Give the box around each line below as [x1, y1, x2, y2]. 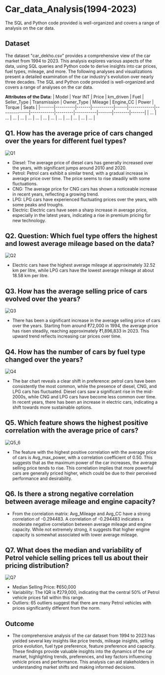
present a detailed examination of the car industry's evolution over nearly [5, 73, 154, 80]
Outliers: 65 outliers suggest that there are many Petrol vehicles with [12, 600, 152, 606]
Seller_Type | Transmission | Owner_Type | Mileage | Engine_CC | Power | [5, 99, 154, 105]
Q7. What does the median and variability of [5, 546, 142, 555]
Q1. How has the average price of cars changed [5, 129, 153, 138]
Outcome [5, 620, 34, 628]
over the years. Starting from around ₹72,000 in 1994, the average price [12, 323, 159, 329]
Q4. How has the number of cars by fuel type [5, 347, 146, 356]
